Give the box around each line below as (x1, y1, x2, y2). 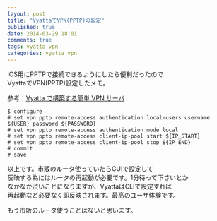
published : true (7, 23, 55, 30)
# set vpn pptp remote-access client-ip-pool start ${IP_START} (7, 132, 201, 140)
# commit (7, 145, 33, 152)
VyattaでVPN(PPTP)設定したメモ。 (7, 78, 110, 87)
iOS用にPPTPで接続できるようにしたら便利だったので (7, 70, 164, 78)
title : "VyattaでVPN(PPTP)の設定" (7, 17, 105, 24)
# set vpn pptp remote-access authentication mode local (7, 126, 179, 133)
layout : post (7, 10, 46, 18)
